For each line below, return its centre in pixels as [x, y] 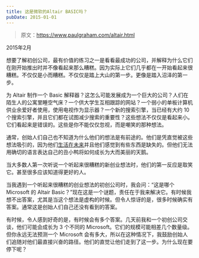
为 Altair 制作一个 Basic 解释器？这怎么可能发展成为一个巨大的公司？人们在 [97, 95]
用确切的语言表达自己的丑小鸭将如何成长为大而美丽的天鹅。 [79, 152]
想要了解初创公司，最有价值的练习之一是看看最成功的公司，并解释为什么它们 [99, 60]
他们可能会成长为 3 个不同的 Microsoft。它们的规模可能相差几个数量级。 [104, 227]
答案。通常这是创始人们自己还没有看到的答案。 [63, 207]
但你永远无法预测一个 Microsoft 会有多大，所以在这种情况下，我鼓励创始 [94, 234]
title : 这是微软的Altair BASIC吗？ [47, 12]
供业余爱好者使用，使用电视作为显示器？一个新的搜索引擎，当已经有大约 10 [98, 110]
